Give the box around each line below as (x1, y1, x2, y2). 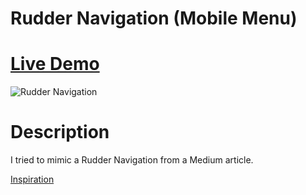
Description (10, 121, 110, 144)
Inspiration (10, 173, 55, 186)
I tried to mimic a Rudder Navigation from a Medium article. (10, 154, 254, 166)
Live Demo (10, 53, 100, 76)
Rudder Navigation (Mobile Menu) (10, 7, 298, 30)
